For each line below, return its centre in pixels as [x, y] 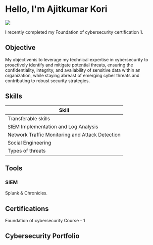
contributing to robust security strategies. [48, 81]
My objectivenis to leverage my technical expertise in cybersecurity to [77, 59]
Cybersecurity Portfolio [42, 236]
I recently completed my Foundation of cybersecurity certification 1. [74, 32]
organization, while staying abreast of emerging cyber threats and [72, 75]
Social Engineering [29, 143]
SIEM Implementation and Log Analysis [53, 126]
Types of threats [27, 150]
